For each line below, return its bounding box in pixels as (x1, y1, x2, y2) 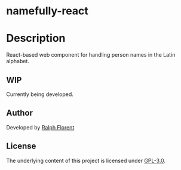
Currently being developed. (6, 91, 73, 98)
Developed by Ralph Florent (6, 123, 75, 131)
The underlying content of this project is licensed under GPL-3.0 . (6, 157, 166, 164)
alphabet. (6, 58, 30, 65)
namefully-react (6, 4, 88, 18)
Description (6, 32, 66, 45)
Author (6, 108, 33, 118)
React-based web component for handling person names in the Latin (6, 51, 176, 58)
